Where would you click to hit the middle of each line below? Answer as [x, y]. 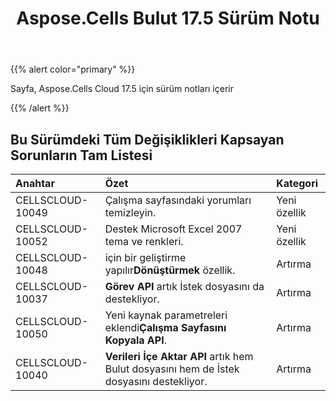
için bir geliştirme [145, 257]
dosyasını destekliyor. [156, 381]
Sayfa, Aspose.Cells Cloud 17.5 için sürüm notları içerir [122, 89]
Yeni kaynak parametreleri [166, 315]
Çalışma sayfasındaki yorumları [178, 200]
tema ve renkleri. [144, 241]
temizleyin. [130, 212]
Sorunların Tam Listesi [81, 155]
